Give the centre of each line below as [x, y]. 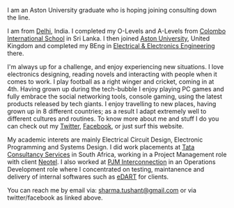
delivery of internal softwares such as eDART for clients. [88, 177]
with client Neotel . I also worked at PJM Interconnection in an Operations [111, 162]
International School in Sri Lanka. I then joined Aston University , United [109, 38]
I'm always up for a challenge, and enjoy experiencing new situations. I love [116, 67]
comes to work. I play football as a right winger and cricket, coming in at [111, 82]
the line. [19, 17]
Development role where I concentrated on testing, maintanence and [106, 169]
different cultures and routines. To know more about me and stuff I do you [113, 119]
